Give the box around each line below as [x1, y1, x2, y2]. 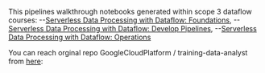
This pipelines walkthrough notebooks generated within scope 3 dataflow [8, 7, 252, 16]
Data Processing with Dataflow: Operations [8, 32, 151, 42]
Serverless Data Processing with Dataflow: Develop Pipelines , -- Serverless [8, 24, 258, 33]
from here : [8, 56, 43, 66]
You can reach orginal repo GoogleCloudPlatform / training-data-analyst [8, 48, 248, 57]
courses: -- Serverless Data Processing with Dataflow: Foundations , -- [8, 15, 241, 25]
